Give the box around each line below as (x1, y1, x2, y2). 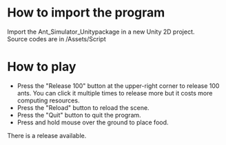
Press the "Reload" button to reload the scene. (17, 103, 150, 111)
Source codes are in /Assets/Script (7, 34, 106, 43)
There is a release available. (7, 131, 87, 140)
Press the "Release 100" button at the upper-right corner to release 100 (17, 81, 220, 90)
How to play (7, 59, 76, 75)
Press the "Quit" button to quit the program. (17, 111, 141, 119)
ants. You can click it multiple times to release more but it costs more (17, 89, 213, 97)
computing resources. (17, 96, 80, 104)
